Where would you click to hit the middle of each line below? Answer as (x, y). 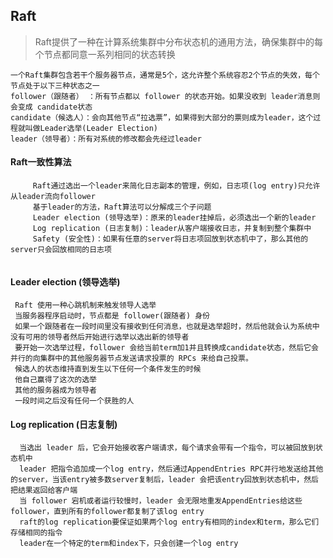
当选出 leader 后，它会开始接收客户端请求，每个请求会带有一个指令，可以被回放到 (167, 448)
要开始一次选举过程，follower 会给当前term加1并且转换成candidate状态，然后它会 (166, 348)
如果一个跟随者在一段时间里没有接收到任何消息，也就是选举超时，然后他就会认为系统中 (167, 327)
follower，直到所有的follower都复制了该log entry (107, 512)
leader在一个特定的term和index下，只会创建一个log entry (129, 544)
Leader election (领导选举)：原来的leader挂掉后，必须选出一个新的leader (174, 218)
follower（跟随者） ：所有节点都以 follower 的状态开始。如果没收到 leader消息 (161, 96)
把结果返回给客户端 (44, 490)
